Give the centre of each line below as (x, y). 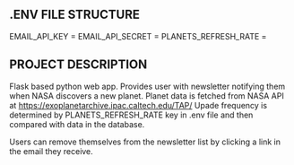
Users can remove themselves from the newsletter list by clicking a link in (145, 142)
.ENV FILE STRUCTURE (75, 15)
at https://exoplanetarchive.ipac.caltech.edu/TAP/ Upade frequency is (138, 105)
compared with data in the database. (77, 124)
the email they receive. (52, 151)
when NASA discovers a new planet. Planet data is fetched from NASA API (147, 96)
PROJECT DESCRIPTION (78, 65)
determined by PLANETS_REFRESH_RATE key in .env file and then (131, 115)
